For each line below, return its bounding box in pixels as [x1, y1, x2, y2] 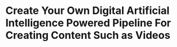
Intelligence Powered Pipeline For [5, 16, 171, 30]
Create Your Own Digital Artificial [5, 4, 170, 17]
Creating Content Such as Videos [5, 29, 171, 42]
